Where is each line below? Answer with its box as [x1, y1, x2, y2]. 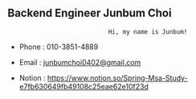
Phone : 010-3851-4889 [18, 42, 99, 52]
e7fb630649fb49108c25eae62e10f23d [18, 81, 149, 91]
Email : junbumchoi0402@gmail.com [18, 57, 141, 67]
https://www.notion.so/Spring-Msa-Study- [47, 72, 188, 83]
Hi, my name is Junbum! [108, 27, 188, 35]
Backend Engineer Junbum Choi [7, 6, 172, 20]
